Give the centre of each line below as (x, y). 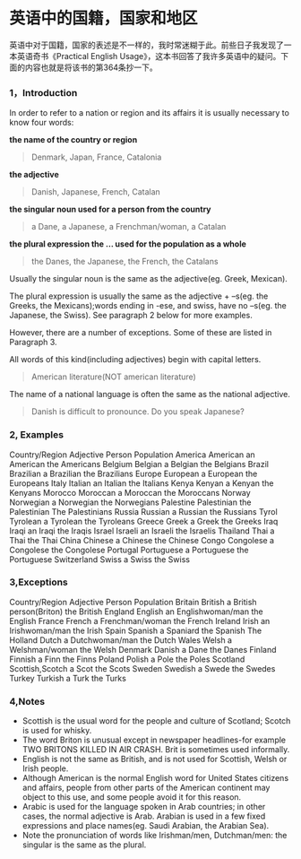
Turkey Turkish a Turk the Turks (68, 678)
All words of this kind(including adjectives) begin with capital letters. (135, 360)
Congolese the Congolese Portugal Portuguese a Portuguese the (129, 550)
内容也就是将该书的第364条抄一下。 (91, 67)
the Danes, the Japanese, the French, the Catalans (125, 262)
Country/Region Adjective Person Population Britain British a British (133, 602)
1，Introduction (43, 92)
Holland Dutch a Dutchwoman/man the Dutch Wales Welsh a (121, 640)
